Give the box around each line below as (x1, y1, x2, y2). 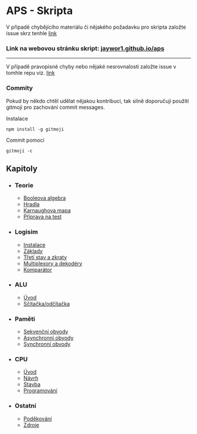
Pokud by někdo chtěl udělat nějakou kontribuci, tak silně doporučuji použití (6, 97, 189, 104)
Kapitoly (6, 163, 38, 173)
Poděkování (23, 415, 52, 422)
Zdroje (23, 421, 39, 428)
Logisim (14, 228, 38, 236)
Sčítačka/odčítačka (23, 300, 70, 307)
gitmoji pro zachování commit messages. (6, 104, 106, 111)
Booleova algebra (23, 194, 66, 201)
